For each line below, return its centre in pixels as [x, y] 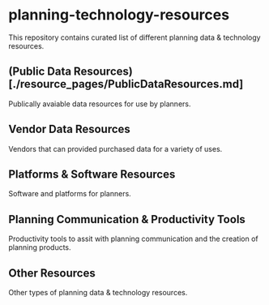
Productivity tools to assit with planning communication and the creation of [133, 239]
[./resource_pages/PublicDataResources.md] [126, 84]
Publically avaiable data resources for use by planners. [100, 104]
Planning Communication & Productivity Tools [127, 219]
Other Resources [52, 273]
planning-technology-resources [119, 15]
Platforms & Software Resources [92, 174]
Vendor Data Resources [70, 129]
